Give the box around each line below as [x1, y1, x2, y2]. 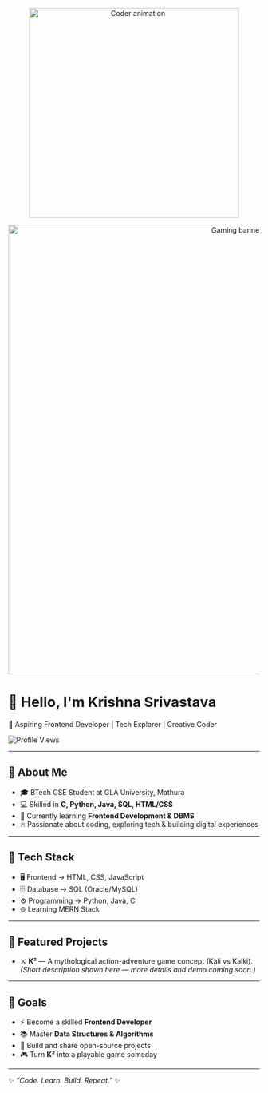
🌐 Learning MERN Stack [19, 904, 100, 914]
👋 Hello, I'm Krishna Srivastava [8, 694, 217, 711]
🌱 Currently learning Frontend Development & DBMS [19, 811, 195, 821]
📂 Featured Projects [8, 935, 108, 948]
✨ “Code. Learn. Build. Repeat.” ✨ [8, 1075, 121, 1086]
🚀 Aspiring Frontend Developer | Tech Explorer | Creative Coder [8, 719, 218, 729]
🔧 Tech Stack [8, 851, 75, 864]
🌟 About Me [8, 765, 68, 779]
